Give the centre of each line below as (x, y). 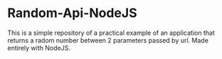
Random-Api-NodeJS (72, 13)
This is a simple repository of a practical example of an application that (111, 33)
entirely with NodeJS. (39, 48)
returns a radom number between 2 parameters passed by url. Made (108, 40)
